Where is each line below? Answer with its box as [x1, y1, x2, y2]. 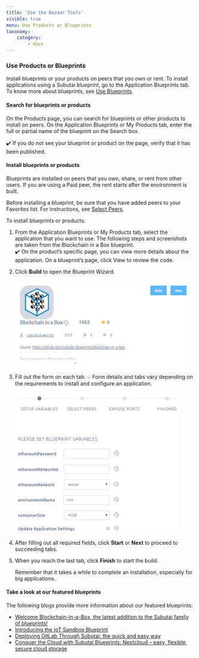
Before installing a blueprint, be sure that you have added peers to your [6, 199, 181, 206]
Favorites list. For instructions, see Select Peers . [6, 205, 125, 212]
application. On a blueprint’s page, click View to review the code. [14, 257, 174, 264]
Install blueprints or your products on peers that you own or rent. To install [6, 75, 188, 82]
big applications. [14, 574, 56, 582]
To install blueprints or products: [6, 217, 86, 224]
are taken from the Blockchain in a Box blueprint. [14, 241, 135, 248]
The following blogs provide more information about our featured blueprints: [6, 601, 193, 608]
